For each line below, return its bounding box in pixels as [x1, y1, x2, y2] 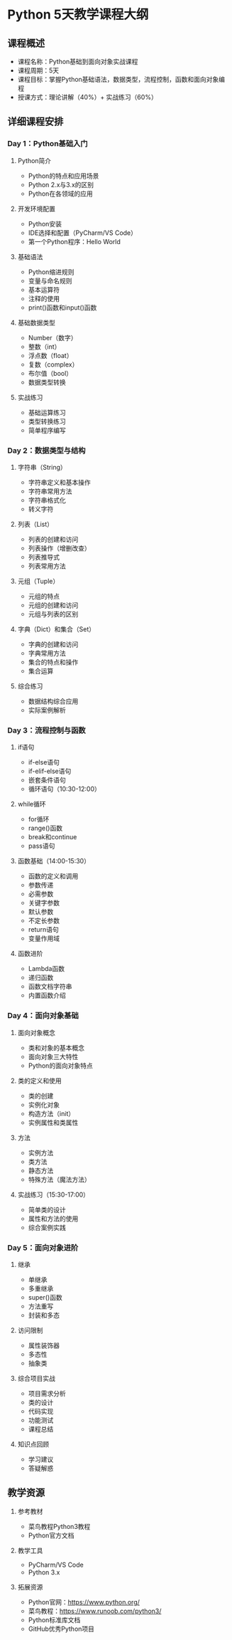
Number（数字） [28, 333, 77, 342]
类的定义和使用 [17, 1076, 62, 1085]
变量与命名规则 [28, 276, 72, 285]
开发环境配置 [17, 204, 55, 213]
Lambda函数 [28, 964, 65, 973]
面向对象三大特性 [28, 1052, 79, 1061]
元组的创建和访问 [28, 601, 79, 609]
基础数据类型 [17, 318, 55, 327]
